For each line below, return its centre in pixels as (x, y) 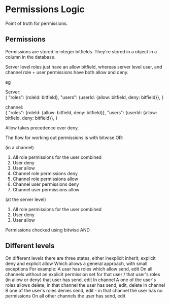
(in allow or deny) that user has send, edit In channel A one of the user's (81, 280)
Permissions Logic (45, 9)
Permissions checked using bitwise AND (48, 230)
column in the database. (30, 57)
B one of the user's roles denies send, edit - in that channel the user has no (84, 290)
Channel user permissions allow (46, 189)
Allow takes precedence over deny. (42, 127)
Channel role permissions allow (45, 179)
